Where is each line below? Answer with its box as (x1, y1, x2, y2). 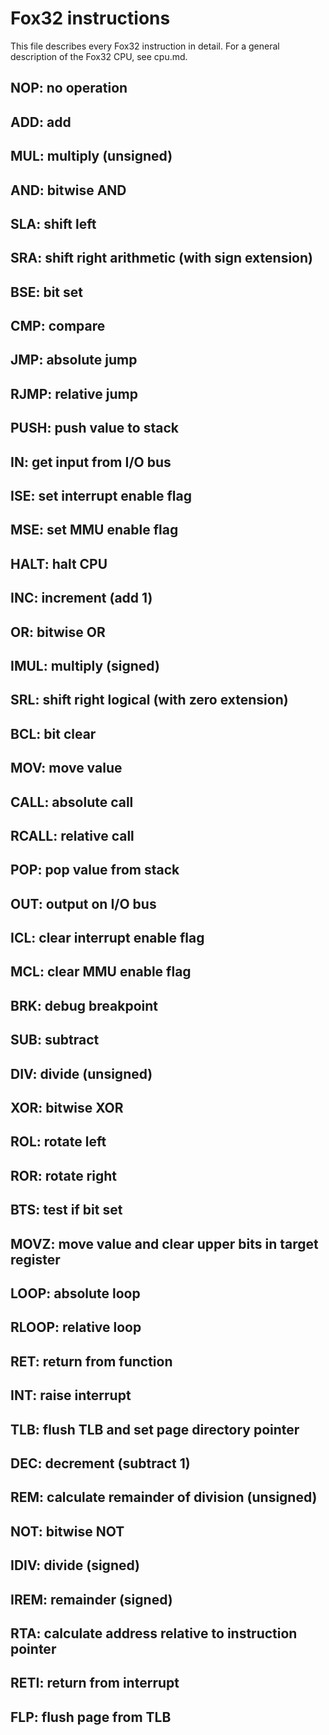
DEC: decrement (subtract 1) (10, 1455, 191, 1472)
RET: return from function (10, 1353, 173, 1370)
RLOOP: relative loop (10, 1319, 142, 1336)
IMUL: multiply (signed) (10, 657, 160, 674)
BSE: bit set (10, 283, 83, 301)
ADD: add (10, 113, 72, 131)
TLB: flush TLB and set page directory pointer (10, 1421, 300, 1438)
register (10, 1251, 61, 1268)
